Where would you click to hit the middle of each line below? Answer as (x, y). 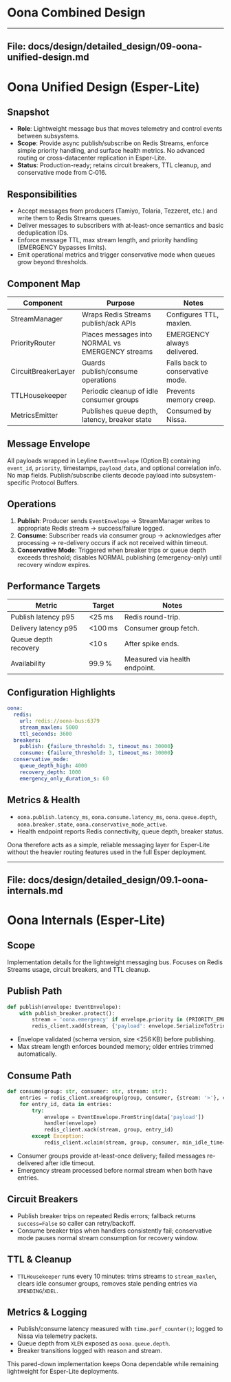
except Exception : (58, 1136)
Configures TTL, (192, 315)
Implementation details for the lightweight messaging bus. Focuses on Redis (115, 962)
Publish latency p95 (43, 617)
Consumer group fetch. (162, 628)
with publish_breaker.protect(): (67, 1013)
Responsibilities (42, 194)
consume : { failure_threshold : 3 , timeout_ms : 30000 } (97, 753)
